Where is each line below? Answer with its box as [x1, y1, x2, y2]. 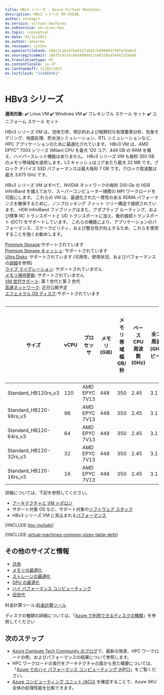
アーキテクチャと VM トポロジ [12, 500, 73, 506]
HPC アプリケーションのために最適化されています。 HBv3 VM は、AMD [5, 141, 149, 147]
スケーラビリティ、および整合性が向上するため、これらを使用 [35, 225, 159, 231]
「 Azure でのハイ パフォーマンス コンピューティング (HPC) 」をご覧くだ [12, 667, 156, 672]
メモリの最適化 [12, 567, 42, 573]
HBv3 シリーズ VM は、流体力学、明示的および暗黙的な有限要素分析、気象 [5, 128, 155, 135]
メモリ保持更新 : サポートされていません [5, 272, 84, 278]
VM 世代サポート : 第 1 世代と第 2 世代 [5, 278, 81, 284]
